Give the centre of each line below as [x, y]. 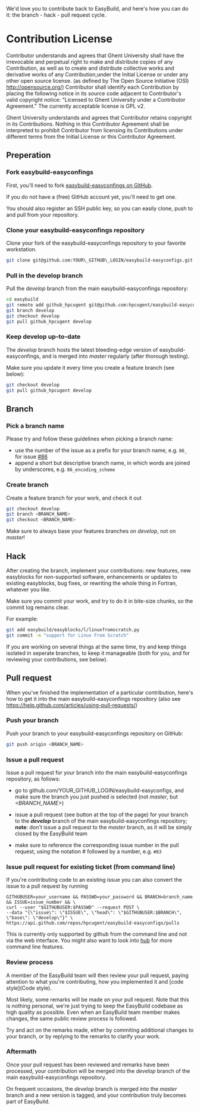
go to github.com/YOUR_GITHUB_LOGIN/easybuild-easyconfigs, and [99, 790]
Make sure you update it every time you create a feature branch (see [90, 367]
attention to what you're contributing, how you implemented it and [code [95, 981]
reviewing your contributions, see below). [57, 659]
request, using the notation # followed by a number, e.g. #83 [88, 851]
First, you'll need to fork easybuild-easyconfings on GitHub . [79, 185]
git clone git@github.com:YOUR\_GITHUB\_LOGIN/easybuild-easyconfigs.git [100, 260]
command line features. [35, 947]
